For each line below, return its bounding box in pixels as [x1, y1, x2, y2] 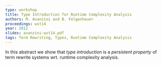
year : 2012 [5, 26, 28, 31]
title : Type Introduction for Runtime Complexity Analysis [5, 12, 132, 17]
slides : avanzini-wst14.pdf [5, 30, 65, 35]
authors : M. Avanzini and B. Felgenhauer [5, 16, 94, 21]
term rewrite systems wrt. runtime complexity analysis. [5, 54, 120, 60]
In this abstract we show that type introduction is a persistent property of [5, 48, 157, 55]
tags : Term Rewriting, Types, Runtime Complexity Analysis [5, 35, 132, 40]
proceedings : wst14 [5, 21, 46, 26]
